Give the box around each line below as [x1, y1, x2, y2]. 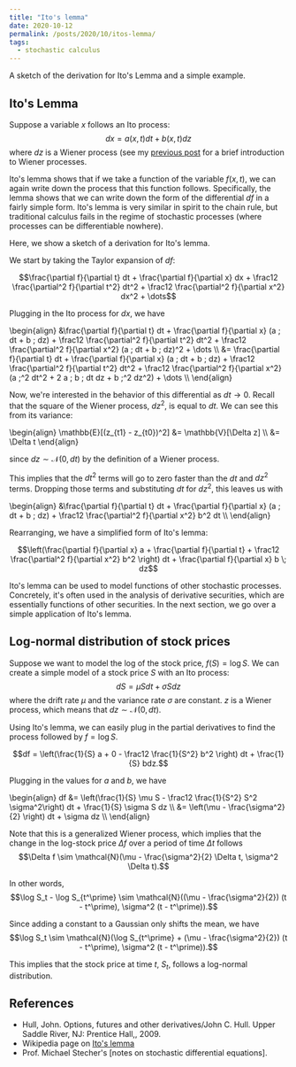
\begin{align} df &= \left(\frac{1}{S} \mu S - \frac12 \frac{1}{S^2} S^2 [9, 792, 258, 802]
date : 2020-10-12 [9, 21, 73, 30]
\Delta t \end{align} [9, 436, 80, 447]
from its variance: [9, 409, 73, 421]
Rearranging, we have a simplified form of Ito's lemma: [9, 527, 209, 537]
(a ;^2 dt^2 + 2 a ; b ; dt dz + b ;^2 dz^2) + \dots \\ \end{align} [9, 372, 232, 383]
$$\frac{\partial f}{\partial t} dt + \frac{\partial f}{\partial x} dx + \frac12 [19, 272, 278, 282]
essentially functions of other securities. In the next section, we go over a [9, 599, 277, 609]
